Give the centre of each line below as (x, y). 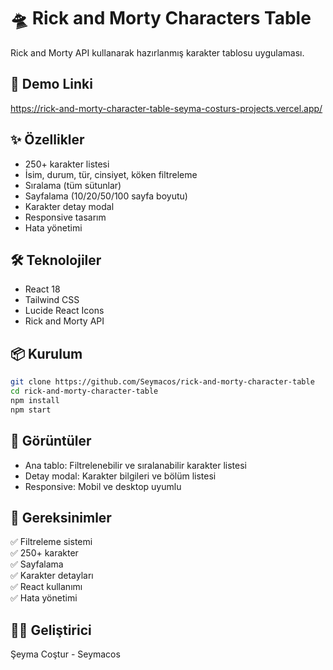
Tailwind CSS (52, 300)
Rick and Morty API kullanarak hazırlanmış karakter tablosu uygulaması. (157, 52)
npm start (31, 410)
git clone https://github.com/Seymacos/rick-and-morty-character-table (162, 382)
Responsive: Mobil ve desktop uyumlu (103, 486)
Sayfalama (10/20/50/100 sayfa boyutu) (106, 196)
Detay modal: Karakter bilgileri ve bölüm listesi (120, 476)
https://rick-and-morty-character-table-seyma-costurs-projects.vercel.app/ (166, 108)
